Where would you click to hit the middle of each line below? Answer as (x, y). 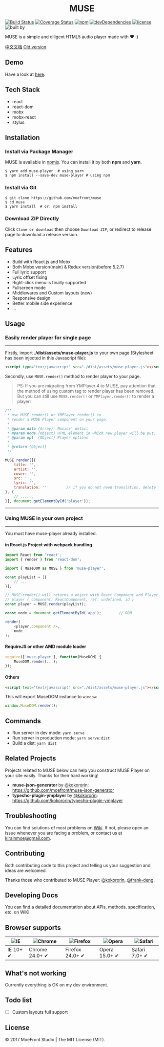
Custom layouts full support (40, 1012)
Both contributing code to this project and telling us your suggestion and (78, 865)
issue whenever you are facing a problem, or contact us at (64, 833)
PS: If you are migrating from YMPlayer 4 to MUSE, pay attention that (86, 386)
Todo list (19, 1000)
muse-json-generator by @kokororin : (51, 785)
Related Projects (31, 758)
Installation (22, 137)
